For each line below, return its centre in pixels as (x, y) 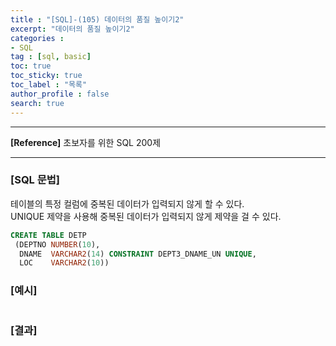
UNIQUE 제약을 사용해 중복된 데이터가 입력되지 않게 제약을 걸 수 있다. (146, 216)
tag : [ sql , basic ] (51, 57)
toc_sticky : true (46, 76)
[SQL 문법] (35, 180)
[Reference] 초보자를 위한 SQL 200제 (86, 142)
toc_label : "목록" (49, 85)
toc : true (31, 66)
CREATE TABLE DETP (48, 235)
